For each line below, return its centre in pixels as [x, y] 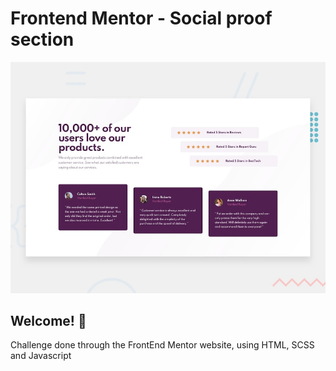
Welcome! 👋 [48, 320]
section [42, 39]
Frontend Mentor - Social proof [141, 18]
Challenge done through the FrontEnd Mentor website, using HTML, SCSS [162, 345]
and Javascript [41, 356]
